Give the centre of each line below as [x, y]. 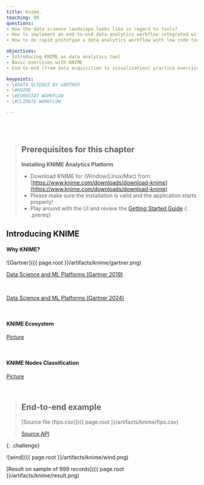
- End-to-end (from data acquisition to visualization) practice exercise [103, 68]
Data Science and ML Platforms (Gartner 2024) [65, 298]
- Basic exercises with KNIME [45, 62]
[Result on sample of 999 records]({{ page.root [65, 469]
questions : [20, 23]
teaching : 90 [23, 18]
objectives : [21, 51]
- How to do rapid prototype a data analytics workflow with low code [97, 40]
